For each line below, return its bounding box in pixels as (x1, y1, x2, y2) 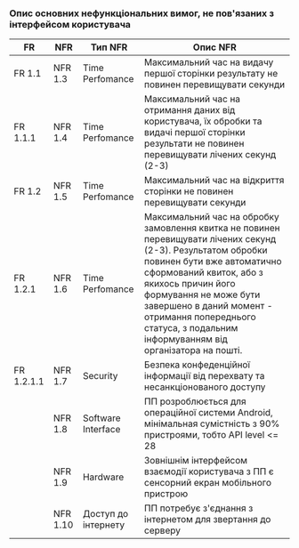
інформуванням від (143, 333, 229, 345)
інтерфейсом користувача (9, 18, 132, 30)
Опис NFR (192, 41, 238, 53)
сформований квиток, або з (143, 266, 264, 278)
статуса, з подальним (143, 322, 238, 334)
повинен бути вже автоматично (143, 255, 282, 268)
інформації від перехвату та (143, 370, 265, 383)
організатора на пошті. (143, 344, 243, 357)
